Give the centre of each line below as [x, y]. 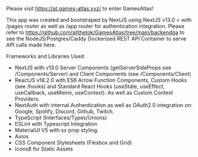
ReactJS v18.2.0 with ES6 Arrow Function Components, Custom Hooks [101, 80]
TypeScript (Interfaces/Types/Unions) [61, 118]
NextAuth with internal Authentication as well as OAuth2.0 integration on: [103, 105]
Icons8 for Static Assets [44, 149]
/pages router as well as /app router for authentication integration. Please [95, 26]
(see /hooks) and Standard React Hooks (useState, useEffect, [90, 86]
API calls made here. [31, 45]
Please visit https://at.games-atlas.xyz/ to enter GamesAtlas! [80, 9]
